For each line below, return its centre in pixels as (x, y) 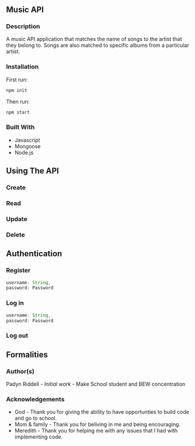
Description (23, 26)
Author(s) (20, 371)
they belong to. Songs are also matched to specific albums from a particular (97, 45)
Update (17, 219)
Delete (16, 234)
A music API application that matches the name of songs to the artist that (94, 39)
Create (16, 188)
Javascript (27, 140)
